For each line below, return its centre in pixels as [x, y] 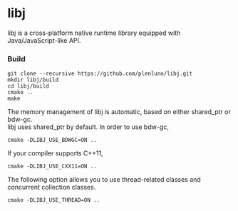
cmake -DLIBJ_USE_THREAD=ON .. [54, 200]
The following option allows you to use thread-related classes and [104, 180]
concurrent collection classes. [52, 187]
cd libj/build [29, 86]
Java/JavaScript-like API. [44, 40]
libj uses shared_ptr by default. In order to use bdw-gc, [88, 127]
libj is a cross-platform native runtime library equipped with [94, 33]
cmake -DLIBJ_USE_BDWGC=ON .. [52, 140]
